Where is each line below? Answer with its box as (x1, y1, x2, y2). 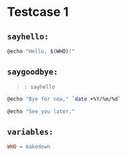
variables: (7, 126, 54, 137)
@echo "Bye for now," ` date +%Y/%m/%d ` (7, 96, 122, 102)
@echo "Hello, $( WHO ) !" (7, 48, 76, 55)
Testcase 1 (7, 4, 69, 20)
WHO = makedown (7, 144, 51, 151)
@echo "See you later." (7, 108, 76, 115)
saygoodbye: (7, 67, 58, 77)
